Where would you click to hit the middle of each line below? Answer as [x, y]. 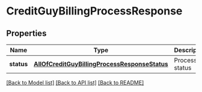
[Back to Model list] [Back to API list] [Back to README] [75, 83]
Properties [26, 33]
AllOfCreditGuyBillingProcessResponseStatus [101, 64]
